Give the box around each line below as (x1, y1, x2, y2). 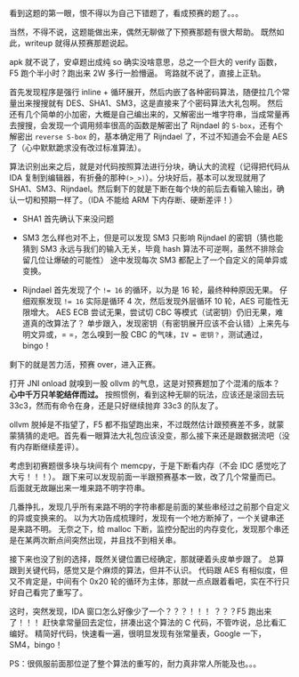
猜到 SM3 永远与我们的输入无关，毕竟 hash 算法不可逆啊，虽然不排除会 (21, 244, 285, 254)
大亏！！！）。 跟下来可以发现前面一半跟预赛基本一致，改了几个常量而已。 (9, 471, 280, 482)
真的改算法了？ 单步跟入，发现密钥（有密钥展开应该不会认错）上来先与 (29, 318, 290, 328)
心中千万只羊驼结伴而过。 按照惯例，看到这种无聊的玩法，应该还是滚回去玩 (9, 390, 285, 399)
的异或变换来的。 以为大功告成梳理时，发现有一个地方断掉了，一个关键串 (9, 512, 277, 523)
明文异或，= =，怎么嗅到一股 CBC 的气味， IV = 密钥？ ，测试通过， (21, 329, 268, 340)
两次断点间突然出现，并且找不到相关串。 (32, 535, 181, 545)
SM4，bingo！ (9, 640, 63, 649)
